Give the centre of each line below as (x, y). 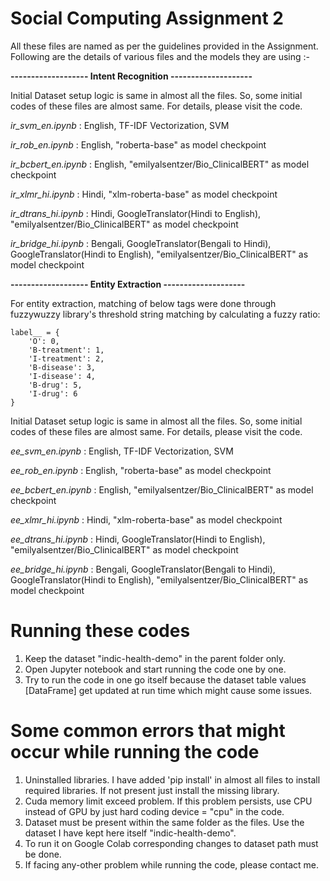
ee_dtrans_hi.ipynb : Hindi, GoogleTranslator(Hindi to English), (138, 539)
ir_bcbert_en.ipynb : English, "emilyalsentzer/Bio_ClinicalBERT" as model (160, 164)
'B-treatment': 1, (66, 350)
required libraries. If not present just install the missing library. (152, 790)
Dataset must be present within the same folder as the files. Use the (164, 822)
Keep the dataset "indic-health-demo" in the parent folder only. (155, 658)
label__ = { (35, 332)
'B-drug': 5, (55, 385)
